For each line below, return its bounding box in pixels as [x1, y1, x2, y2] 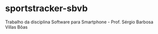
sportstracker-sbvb [5, 3, 88, 14]
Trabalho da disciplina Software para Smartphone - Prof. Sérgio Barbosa [5, 19, 154, 25]
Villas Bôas [5, 24, 28, 30]
